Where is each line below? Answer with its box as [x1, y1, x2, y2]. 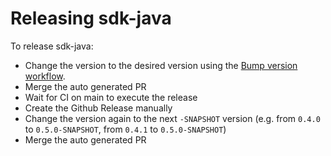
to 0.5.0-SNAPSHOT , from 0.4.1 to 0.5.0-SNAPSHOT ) [24, 123, 227, 135]
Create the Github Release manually [24, 102, 173, 114]
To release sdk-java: [10, 40, 94, 52]
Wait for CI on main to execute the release [24, 91, 198, 103]
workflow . [24, 70, 66, 82]
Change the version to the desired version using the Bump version [24, 59, 298, 71]
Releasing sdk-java [10, 7, 172, 30]
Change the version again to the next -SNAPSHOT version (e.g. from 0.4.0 [24, 112, 321, 124]
